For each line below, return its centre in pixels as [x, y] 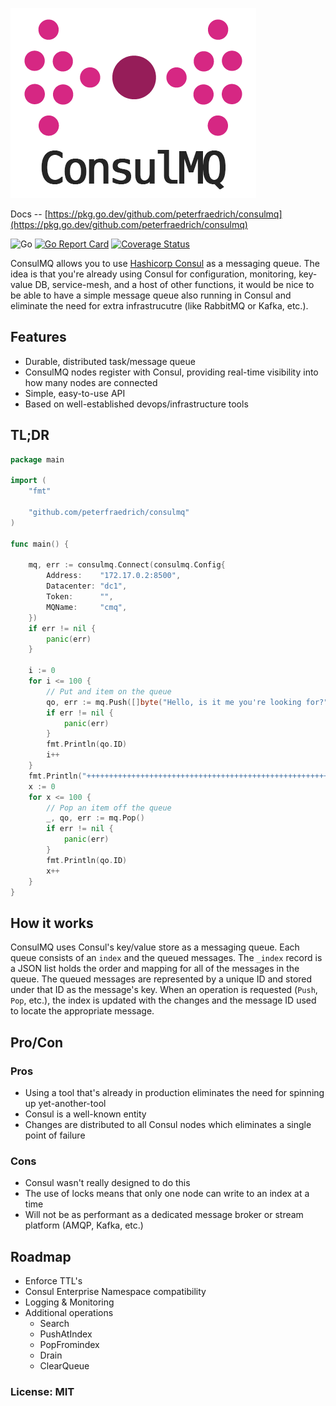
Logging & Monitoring [69, 1302]
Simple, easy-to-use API [75, 393]
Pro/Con [37, 1042]
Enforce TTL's [53, 1280]
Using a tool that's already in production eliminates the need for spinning [174, 1092]
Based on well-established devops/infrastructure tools [136, 404]
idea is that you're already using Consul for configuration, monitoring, [153, 274]
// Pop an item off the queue [109, 808]
